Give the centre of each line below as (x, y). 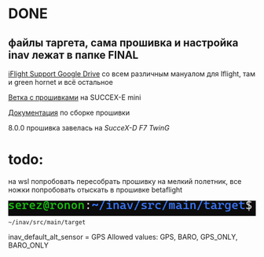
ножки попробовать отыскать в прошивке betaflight (95, 189)
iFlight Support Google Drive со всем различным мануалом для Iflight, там (132, 74)
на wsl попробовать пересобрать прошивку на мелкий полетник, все (125, 181)
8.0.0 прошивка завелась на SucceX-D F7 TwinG (89, 128)
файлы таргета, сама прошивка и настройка (123, 43)
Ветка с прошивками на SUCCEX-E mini (75, 97)
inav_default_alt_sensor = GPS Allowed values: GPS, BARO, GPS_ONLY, (123, 237)
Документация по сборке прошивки (69, 112)
